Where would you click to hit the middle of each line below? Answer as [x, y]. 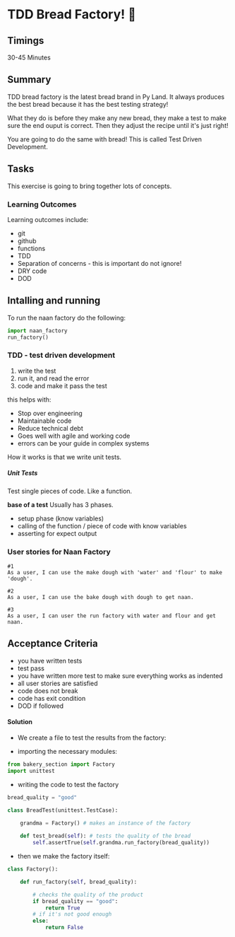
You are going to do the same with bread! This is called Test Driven [105, 139]
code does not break [48, 691]
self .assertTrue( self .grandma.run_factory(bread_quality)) [121, 843]
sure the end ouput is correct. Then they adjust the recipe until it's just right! [118, 125]
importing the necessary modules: [67, 752]
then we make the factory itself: [64, 856]
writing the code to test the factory [68, 784]
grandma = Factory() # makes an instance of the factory [106, 823]
